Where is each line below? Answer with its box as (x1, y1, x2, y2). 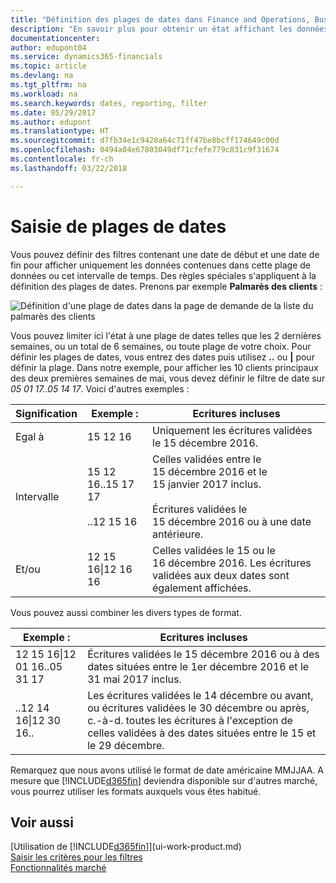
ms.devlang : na (10, 71, 74, 81)
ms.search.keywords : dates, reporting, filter (10, 98, 208, 108)
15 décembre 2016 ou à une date (152, 514, 312, 528)
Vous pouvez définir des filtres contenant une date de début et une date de (10, 248, 320, 260)
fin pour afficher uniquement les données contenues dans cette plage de (10, 259, 312, 271)
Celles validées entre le (152, 452, 262, 466)
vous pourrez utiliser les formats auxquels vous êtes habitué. (10, 785, 262, 797)
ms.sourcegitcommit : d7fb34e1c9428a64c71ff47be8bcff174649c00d (10, 136, 280, 146)
